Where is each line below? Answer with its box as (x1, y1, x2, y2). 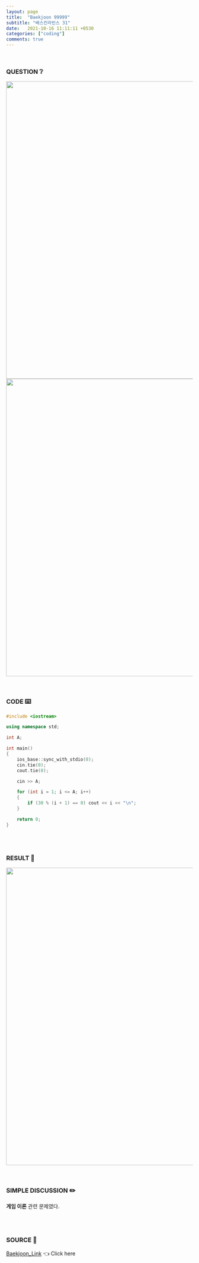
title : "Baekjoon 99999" (6, 14, 70, 20)
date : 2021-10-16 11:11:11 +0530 (6, 25, 94, 32)
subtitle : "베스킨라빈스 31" (6, 20, 71, 26)
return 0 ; (17, 816, 41, 822)
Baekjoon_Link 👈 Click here (6, 1250, 76, 1257)
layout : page (6, 8, 38, 15)
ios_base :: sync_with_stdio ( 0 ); (17, 756, 94, 762)
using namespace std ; (6, 724, 60, 730)
